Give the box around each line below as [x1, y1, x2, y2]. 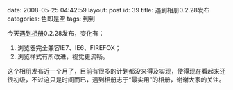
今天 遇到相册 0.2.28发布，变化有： [7, 30, 105, 37]
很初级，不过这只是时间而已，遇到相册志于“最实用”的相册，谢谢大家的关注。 [7, 76, 225, 84]
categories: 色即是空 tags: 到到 [7, 14, 96, 23]
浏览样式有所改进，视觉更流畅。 [17, 52, 109, 60]
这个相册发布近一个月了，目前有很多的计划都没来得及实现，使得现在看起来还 [7, 67, 226, 75]
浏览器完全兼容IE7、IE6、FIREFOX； [17, 44, 121, 52]
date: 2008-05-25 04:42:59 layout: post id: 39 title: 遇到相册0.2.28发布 [7, 6, 210, 14]
